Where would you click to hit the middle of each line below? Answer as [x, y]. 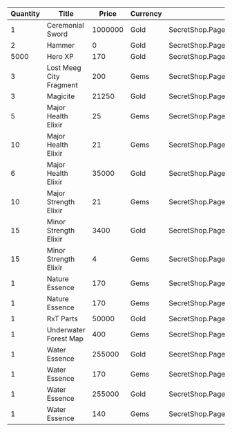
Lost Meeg [64, 67]
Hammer [60, 45]
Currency [146, 13]
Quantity [25, 13]
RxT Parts [62, 319]
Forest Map [65, 339]
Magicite [61, 96]
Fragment [62, 85]
